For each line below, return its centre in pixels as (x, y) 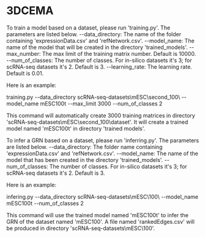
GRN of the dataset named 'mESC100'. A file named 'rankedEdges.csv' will (100, 221)
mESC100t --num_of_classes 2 (45, 203)
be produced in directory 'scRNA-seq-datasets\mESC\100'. (81, 228)
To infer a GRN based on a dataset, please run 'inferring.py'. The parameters (103, 140)
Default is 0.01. (25, 73)
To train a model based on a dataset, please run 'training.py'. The (88, 28)
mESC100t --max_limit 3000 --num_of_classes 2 (101, 103)
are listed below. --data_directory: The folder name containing (84, 147)
